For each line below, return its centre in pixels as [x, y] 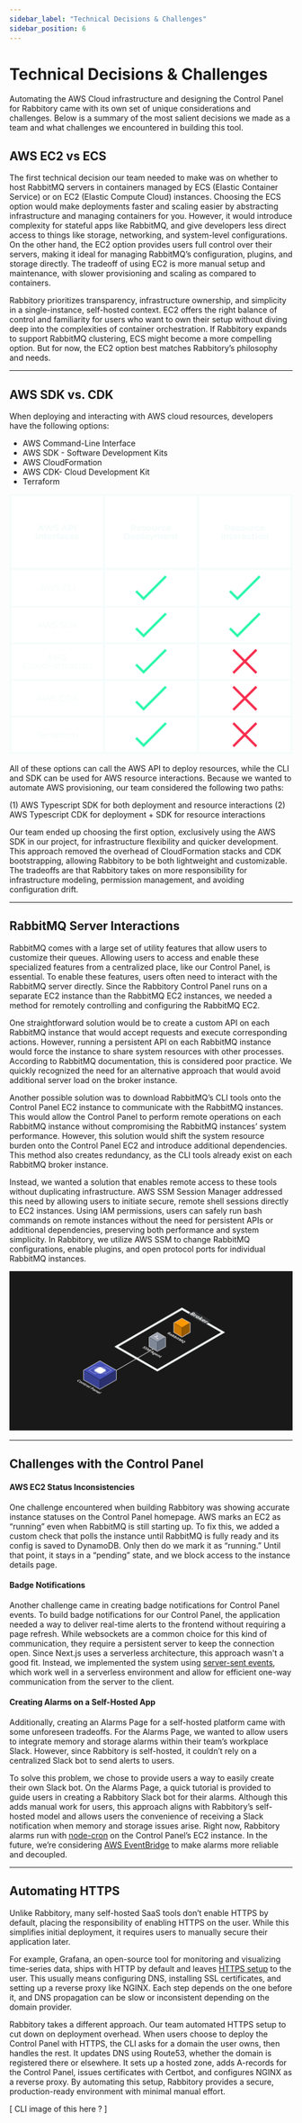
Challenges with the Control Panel [107, 1464]
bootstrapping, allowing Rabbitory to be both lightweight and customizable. [148, 861]
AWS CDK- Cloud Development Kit [86, 472]
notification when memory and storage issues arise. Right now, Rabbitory [145, 1826]
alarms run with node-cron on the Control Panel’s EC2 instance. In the [138, 1836]
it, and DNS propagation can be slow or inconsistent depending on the [139, 1997]
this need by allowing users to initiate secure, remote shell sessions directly [149, 1201]
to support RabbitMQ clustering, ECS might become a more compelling [141, 339]
